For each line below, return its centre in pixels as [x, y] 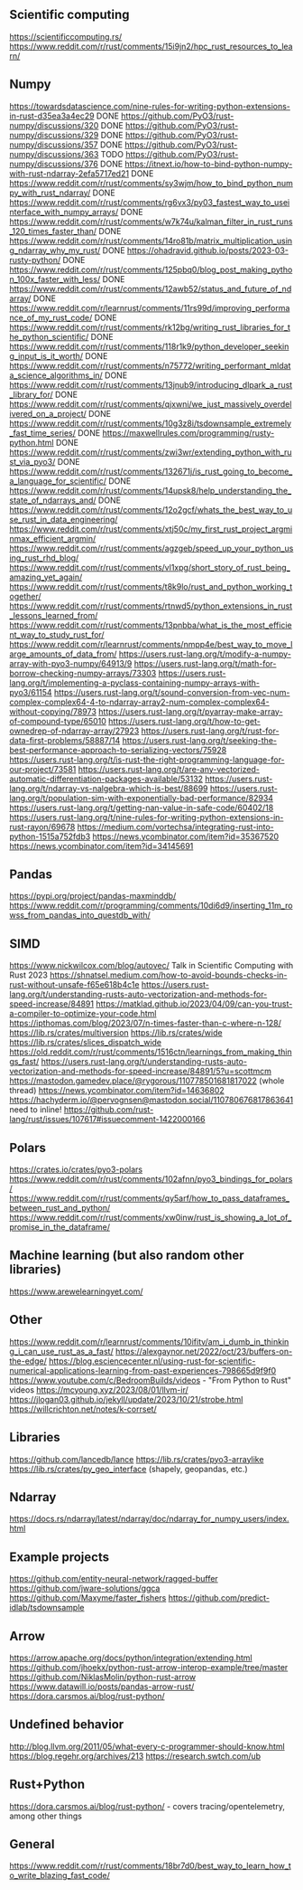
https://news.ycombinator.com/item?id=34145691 [101, 846]
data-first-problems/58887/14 [65, 740]
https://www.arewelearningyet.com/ [76, 1291]
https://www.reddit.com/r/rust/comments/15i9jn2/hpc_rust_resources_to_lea [151, 46]
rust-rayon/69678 [42, 827]
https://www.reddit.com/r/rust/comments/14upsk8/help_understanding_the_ [151, 490]
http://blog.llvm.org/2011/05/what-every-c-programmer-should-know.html [147, 1746]
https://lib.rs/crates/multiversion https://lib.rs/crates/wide [116, 1033]
